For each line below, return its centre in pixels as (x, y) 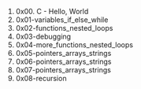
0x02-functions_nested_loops (64, 28)
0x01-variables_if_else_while (62, 20)
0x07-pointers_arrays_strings (63, 70)
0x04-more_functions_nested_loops (74, 45)
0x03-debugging (43, 36)
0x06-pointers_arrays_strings (63, 61)
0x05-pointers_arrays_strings (63, 53)
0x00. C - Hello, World (52, 11)
